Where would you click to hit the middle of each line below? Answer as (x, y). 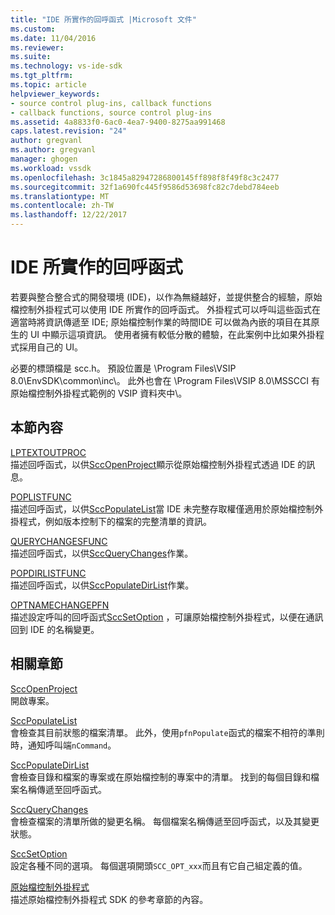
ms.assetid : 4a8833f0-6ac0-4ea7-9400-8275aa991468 (118, 122)
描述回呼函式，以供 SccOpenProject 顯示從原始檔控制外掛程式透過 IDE (153, 464)
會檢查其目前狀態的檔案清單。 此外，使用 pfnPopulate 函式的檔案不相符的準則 (167, 732)
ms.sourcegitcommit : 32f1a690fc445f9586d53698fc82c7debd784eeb (145, 187)
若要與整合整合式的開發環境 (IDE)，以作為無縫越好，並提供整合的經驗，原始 (166, 297)
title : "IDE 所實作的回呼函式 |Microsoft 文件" (103, 19)
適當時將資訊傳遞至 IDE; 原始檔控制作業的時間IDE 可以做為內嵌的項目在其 (161, 322)
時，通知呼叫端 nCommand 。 (63, 745)
